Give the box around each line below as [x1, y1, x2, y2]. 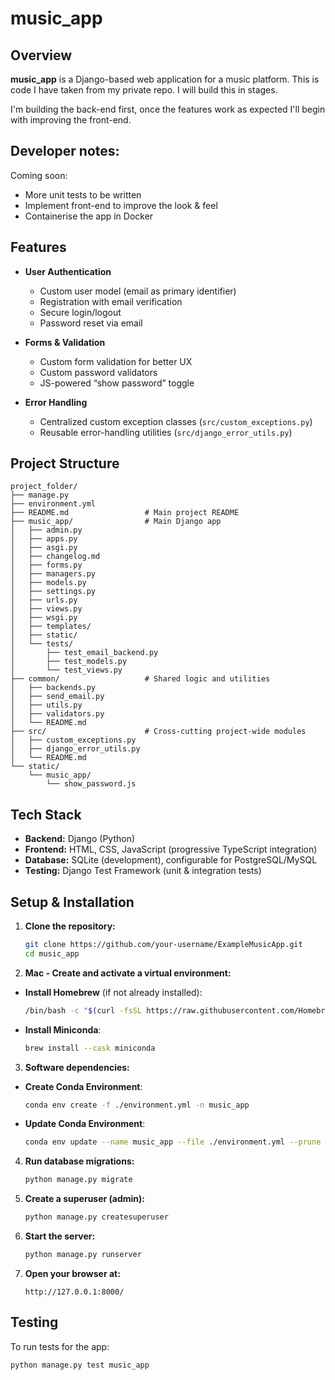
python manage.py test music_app [10, 1360, 150, 1370]
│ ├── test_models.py [10, 657, 128, 667]
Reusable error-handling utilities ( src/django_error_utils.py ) [39, 426, 293, 438]
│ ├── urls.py [10, 595, 78, 606]
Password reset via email [39, 317, 143, 329]
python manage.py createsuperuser [24, 1212, 169, 1222]
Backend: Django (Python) [24, 833, 136, 845]
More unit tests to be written [24, 188, 142, 201]
